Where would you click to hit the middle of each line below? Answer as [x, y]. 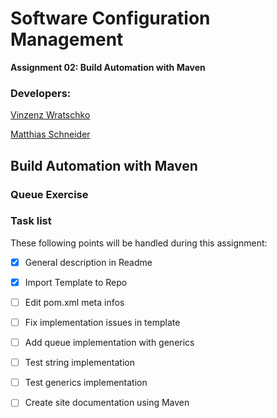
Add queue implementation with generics [109, 343]
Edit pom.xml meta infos [74, 302]
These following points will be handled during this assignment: [139, 243]
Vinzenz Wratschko [50, 115]
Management [67, 39]
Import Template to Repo [76, 282]
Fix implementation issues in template [102, 323]
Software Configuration [110, 18]
